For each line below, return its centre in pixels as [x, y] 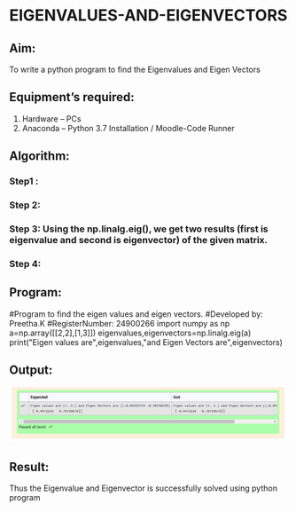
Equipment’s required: [72, 97]
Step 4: [25, 264]
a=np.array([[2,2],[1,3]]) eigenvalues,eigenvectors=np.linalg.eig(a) [130, 333]
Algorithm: [39, 156]
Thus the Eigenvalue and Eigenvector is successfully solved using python [143, 488]
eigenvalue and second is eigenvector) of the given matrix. [139, 240]
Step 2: [25, 205]
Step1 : [24, 181]
